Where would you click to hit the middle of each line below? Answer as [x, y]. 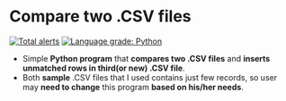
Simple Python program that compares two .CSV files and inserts [146, 58]
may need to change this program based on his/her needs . [133, 87]
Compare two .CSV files [100, 17]
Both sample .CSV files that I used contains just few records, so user [149, 77]
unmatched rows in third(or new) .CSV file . [104, 68]
